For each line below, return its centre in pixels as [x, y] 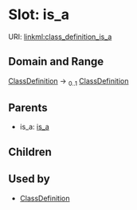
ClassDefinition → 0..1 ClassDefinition [68, 82]
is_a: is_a [34, 127]
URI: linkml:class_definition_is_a [60, 37]
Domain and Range [56, 62]
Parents [28, 108]
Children [30, 152]
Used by [29, 179]
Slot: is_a [39, 15]
